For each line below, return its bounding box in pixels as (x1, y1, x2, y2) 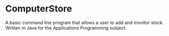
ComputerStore (5, 3, 72, 14)
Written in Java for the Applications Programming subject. (5, 24, 127, 30)
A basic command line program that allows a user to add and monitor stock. (5, 19, 164, 25)
